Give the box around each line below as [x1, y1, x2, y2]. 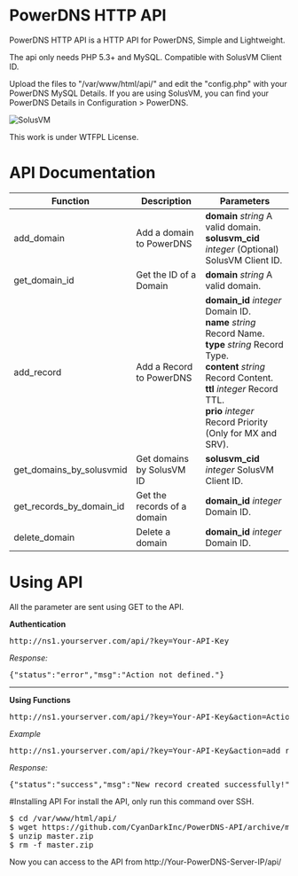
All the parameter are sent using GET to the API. [9, 601, 184, 612]
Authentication [9, 618, 67, 630]
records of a [136, 500, 187, 512]
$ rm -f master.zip [9, 840, 94, 849]
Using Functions [9, 694, 71, 705]
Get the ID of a [136, 268, 197, 280]
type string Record [205, 338, 284, 350]
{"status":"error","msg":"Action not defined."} [9, 669, 224, 679]
